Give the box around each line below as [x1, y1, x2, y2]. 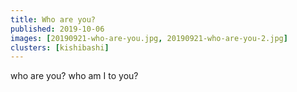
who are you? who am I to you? [10, 70, 139, 82]
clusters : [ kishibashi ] [10, 42, 110, 53]
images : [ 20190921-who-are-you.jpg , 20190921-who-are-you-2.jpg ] [10, 33, 288, 43]
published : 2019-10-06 [10, 24, 105, 34]
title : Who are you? [10, 14, 97, 25]
